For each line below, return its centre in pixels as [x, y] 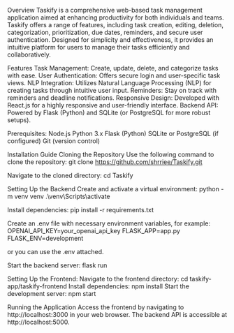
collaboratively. [29, 54]
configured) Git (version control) [53, 141]
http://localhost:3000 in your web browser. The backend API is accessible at [117, 314]
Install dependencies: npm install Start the [129, 286]
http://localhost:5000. [38, 322]
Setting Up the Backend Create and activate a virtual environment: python [114, 189]
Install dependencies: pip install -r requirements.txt [80, 210]
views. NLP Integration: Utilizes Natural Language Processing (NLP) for [109, 83]
